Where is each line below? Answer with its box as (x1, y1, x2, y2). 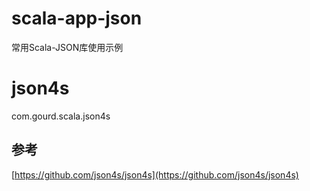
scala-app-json (11, 7, 143, 30)
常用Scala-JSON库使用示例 (11, 41, 124, 53)
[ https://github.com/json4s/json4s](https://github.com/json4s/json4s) (11, 168, 299, 181)
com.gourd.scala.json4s (11, 110, 111, 122)
